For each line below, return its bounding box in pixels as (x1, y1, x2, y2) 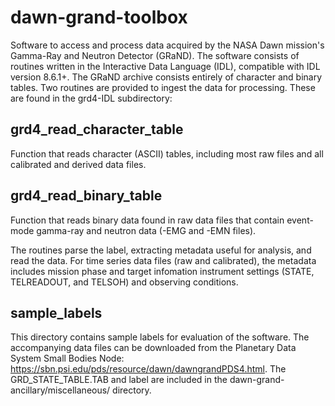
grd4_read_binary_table (10, 187, 163, 205)
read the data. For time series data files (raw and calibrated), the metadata (10, 254, 317, 266)
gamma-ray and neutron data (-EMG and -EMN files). (36, 224, 257, 236)
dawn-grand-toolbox (10, 6, 188, 29)
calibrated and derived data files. (10, 158, 147, 170)
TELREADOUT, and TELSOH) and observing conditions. (10, 276, 239, 288)
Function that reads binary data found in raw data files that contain (10, 214, 285, 226)
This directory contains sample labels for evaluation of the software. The (10, 331, 310, 343)
